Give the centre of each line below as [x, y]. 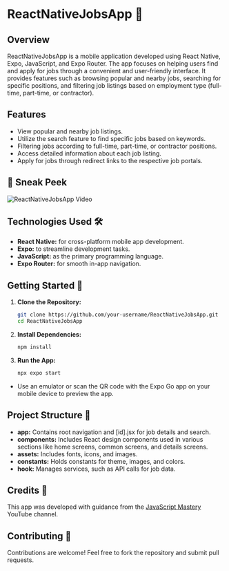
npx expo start [39, 373]
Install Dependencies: [49, 334]
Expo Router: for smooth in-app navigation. [79, 264]
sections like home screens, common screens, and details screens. [112, 447]
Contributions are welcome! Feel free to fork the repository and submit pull [113, 553]
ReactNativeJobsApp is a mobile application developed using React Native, [114, 56]
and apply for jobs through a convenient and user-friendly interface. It [107, 71]
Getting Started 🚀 [45, 285]
